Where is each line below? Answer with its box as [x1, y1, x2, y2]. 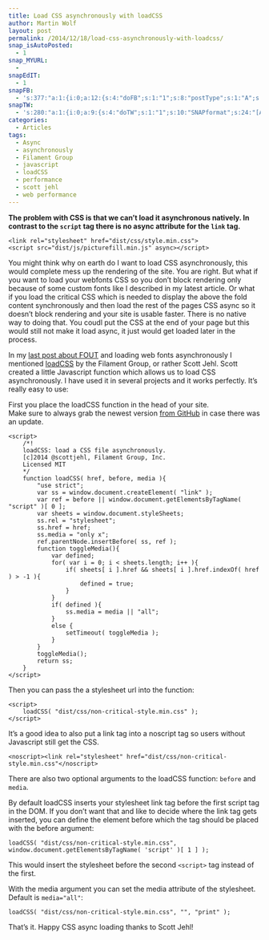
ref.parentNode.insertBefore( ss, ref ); [37, 537, 178, 545]
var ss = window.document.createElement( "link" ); [37, 488, 214, 496]
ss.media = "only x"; [37, 530, 110, 538]
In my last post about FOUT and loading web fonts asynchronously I [8, 350, 232, 359]
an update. [8, 416, 44, 426]
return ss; [37, 657, 74, 665]
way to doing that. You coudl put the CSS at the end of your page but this [8, 318, 250, 327]
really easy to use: [8, 384, 69, 394]
